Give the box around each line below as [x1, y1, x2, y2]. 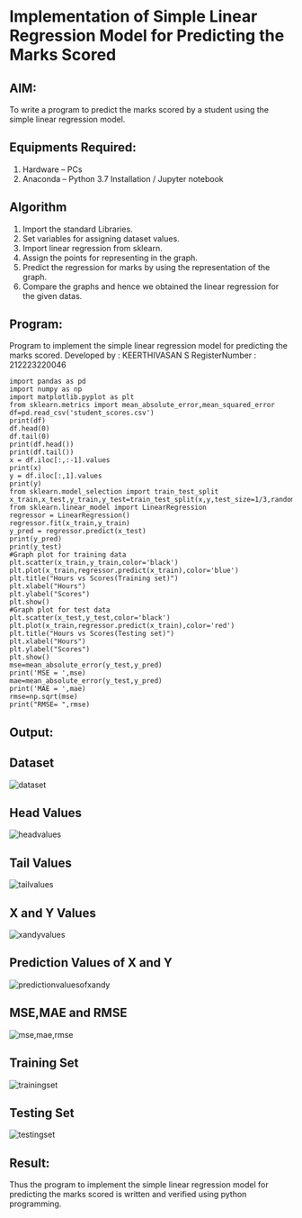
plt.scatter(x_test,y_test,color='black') [9, 614, 171, 623]
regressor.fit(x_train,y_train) [9, 519, 130, 528]
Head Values [9, 805, 83, 821]
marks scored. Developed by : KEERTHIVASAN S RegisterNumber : [9, 350, 257, 361]
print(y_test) [9, 542, 63, 551]
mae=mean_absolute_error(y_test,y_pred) [9, 677, 164, 686]
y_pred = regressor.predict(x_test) [9, 527, 147, 536]
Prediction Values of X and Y [9, 955, 173, 970]
